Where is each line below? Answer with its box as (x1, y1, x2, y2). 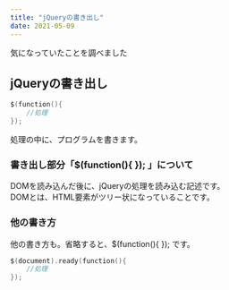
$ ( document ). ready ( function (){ (10, 256, 127, 265)
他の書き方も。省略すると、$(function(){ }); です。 (10, 238, 195, 249)
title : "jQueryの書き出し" (10, 13, 104, 22)
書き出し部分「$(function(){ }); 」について (10, 158, 194, 171)
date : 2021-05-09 (10, 21, 75, 30)
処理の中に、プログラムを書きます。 (10, 133, 142, 144)
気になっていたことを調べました (10, 47, 128, 58)
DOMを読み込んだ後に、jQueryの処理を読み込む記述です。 (10, 181, 225, 192)
